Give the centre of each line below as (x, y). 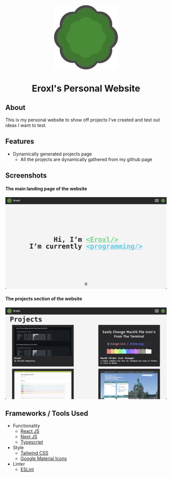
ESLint (27, 470)
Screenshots (26, 176)
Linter (19, 464)
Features (20, 142)
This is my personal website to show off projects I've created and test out (83, 120)
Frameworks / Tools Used (47, 413)
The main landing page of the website (46, 188)
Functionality (26, 426)
